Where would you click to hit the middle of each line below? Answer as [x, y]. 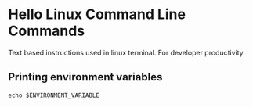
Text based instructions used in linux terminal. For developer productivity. [127, 52]
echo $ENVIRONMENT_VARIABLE [54, 95]
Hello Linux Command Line [97, 14]
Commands [47, 31]
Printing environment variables [85, 77]
